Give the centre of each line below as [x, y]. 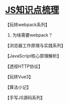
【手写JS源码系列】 [25, 97]
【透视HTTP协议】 [24, 66]
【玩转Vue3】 [19, 77]
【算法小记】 [18, 87]
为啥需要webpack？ [32, 35]
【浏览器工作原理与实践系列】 [35, 45]
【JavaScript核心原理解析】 [33, 56]
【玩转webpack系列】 [28, 25]
